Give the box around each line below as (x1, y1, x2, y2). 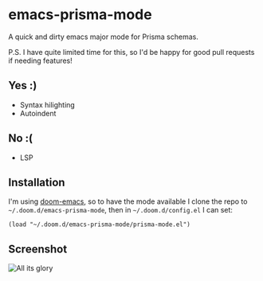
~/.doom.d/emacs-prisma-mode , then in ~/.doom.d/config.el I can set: (8, 205, 234, 215)
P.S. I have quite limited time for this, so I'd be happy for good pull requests (8, 47, 255, 57)
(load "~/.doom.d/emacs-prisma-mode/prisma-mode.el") (8, 221, 191, 228)
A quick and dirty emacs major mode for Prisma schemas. (8, 32, 199, 41)
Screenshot (8, 242, 68, 256)
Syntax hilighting (19, 100, 76, 109)
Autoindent (19, 108, 57, 118)
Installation (8, 175, 65, 189)
